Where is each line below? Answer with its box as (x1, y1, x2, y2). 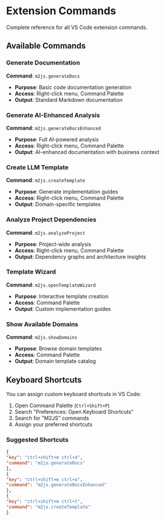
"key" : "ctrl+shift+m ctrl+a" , (6, 477, 83, 483)
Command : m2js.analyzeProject (6, 229, 85, 236)
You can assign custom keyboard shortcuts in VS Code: (6, 390, 141, 397)
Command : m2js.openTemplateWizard (6, 281, 96, 288)
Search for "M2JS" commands (14, 414, 90, 422)
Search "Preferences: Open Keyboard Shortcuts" (14, 408, 134, 415)
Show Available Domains (6, 320, 78, 328)
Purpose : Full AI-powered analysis (14, 136, 99, 143)
